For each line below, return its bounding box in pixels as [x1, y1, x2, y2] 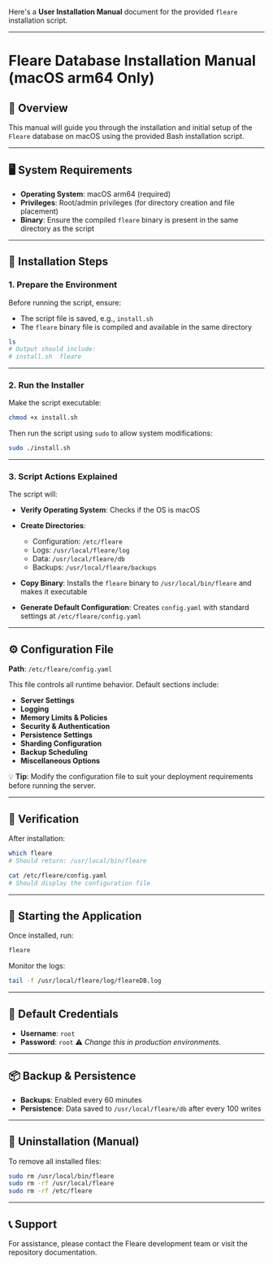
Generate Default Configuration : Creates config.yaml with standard [19, 603, 249, 613]
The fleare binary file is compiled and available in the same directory [19, 322, 253, 331]
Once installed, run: [8, 930, 74, 941]
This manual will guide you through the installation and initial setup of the [8, 123, 253, 132]
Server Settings [19, 695, 75, 705]
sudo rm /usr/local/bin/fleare [8, 1172, 115, 1181]
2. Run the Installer [8, 379, 84, 391]
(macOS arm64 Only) [8, 69, 155, 88]
